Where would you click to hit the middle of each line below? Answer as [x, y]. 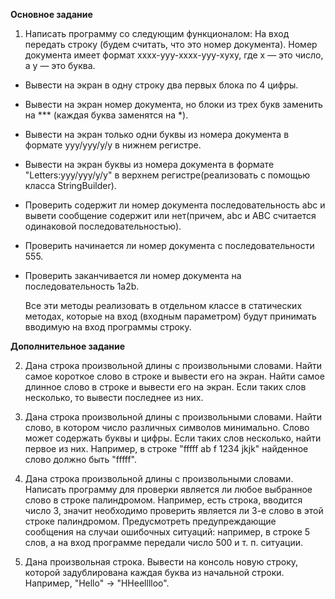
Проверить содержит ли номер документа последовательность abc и [175, 205]
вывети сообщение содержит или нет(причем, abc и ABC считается [170, 215]
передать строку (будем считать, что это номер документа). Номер [171, 44]
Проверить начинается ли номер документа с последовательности [169, 245]
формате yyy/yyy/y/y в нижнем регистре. [113, 145]
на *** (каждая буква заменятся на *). [106, 115]
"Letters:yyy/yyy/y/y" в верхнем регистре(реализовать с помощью [167, 175]
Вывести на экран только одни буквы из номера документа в [157, 134]
